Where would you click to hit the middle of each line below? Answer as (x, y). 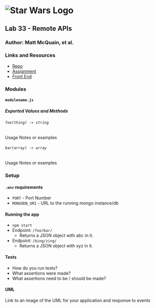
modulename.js (19, 100)
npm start (22, 226)
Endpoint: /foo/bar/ (32, 230)
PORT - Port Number (32, 198)
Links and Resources (30, 55)
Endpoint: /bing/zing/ (34, 241)
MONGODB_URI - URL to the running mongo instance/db (65, 203)
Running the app (22, 214)
